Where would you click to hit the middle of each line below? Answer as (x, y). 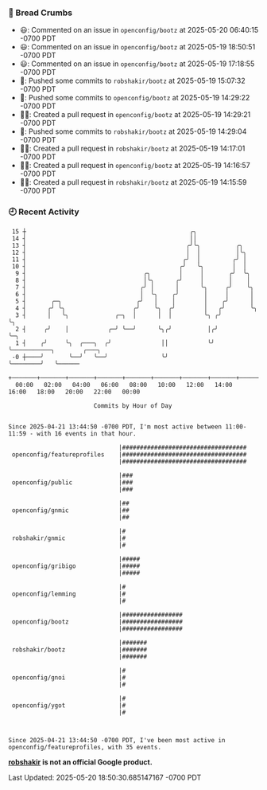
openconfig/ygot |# (69, 705)
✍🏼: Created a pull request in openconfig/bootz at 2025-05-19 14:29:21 (135, 115)
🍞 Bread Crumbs (41, 13)
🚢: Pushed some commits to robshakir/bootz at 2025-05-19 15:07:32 (133, 81)
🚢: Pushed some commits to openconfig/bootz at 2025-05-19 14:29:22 (135, 98)
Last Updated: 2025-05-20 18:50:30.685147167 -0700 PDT (105, 777)
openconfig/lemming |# (69, 594)
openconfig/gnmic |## (70, 510)
